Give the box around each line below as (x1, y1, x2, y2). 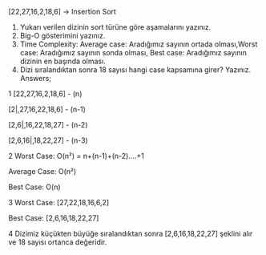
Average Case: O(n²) (8, 167, 77, 176)
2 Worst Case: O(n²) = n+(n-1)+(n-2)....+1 (8, 152, 144, 160)
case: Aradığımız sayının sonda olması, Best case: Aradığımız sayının (19, 48, 247, 57)
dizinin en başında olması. (19, 56, 106, 66)
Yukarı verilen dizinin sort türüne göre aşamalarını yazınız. (19, 22, 212, 31)
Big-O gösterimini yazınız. (19, 31, 106, 40)
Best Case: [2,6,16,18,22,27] (8, 213, 99, 223)
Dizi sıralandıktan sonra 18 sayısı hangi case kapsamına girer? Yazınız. (19, 65, 251, 75)
